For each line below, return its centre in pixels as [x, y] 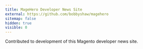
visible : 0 [16, 28]
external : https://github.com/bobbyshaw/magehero [57, 14]
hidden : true [18, 23]
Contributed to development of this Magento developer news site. [72, 41]
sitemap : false [21, 18]
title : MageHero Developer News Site [44, 9]
